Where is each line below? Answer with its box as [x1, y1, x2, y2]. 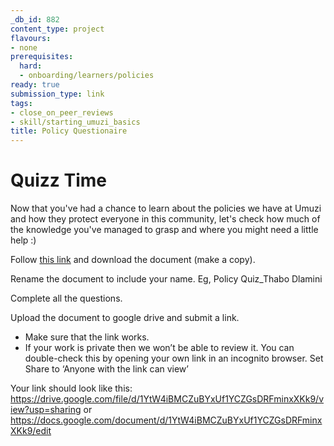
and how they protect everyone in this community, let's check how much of [10, 213, 321, 225]
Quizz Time [10, 169, 107, 192]
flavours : [10, 33, 52, 43]
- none [10, 42, 38, 53]
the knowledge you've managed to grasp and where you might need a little [10, 224, 319, 236]
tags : [10, 98, 33, 108]
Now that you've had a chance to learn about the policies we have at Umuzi [10, 202, 322, 215]
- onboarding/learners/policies [19, 71, 155, 81]
